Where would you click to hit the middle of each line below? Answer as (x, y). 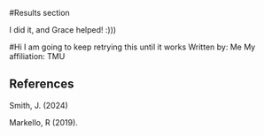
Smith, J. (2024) (39, 105)
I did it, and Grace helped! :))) (63, 30)
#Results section (40, 13)
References (42, 84)
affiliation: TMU (37, 56)
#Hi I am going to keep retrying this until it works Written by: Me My (132, 47)
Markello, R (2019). (43, 122)
